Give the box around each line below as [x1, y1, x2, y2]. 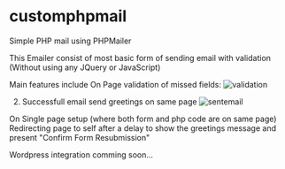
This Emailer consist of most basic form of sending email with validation [9, 52, 272, 63]
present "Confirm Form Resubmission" [9, 132, 150, 142]
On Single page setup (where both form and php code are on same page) [9, 113, 277, 124]
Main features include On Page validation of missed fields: [9, 79, 222, 89]
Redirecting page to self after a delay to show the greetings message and [9, 122, 277, 134]
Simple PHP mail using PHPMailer [9, 35, 132, 46]
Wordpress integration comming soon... [9, 149, 153, 160]
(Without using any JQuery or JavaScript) [9, 62, 161, 73]
